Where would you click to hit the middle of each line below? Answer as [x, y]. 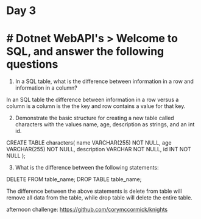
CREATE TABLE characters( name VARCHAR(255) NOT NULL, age [89, 143]
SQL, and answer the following [85, 52]
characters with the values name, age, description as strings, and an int [105, 124]
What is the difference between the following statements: [87, 168]
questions [32, 64]
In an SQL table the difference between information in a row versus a [93, 100]
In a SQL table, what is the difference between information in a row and [104, 81]
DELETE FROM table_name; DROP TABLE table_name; [74, 179]
